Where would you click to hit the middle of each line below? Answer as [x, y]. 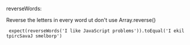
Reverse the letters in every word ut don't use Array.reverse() [81, 20]
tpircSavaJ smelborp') [34, 36]
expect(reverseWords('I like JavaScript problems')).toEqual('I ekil [96, 31]
